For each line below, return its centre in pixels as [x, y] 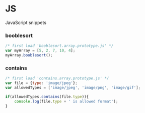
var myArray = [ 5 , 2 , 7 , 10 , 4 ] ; [40, 50]
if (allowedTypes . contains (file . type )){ [47, 96]
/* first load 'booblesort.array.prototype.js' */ [59, 46]
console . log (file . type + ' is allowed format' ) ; [66, 101]
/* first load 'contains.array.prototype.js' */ [57, 78]
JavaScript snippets [26, 22]
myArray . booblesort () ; [29, 55]
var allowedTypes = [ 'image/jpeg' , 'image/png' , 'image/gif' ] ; [73, 87]
